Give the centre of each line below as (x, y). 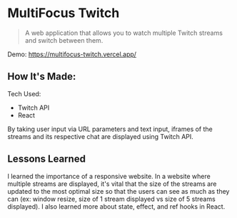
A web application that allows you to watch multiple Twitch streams (124, 33)
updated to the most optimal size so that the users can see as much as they (118, 191)
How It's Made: (42, 77)
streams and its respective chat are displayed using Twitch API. (101, 136)
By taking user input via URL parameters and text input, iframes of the (110, 129)
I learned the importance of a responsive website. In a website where (109, 176)
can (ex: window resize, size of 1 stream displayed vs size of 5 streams (111, 199)
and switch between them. (64, 40)
